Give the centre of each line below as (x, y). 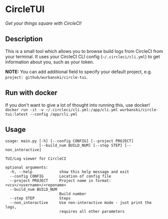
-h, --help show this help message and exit (69, 172)
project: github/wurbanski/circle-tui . (47, 77)
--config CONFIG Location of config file (61, 176)
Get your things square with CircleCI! (44, 23)
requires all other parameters (92, 212)
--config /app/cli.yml (54, 114)
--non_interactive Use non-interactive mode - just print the (81, 203)
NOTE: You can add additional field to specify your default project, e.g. (79, 71)
